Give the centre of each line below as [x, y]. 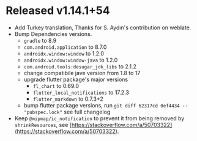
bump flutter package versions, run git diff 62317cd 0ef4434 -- [106, 105]
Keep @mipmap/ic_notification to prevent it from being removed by [99, 118]
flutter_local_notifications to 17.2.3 [81, 92]
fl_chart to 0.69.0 [56, 85]
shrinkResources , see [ [43, 125]
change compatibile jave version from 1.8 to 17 [82, 73]
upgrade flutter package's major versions [76, 79]
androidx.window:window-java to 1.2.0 [71, 60]
